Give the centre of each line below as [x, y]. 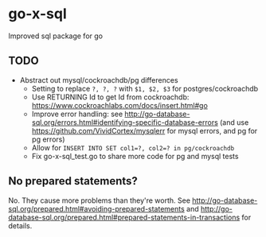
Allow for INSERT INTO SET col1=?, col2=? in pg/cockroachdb [133, 147]
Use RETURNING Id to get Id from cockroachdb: [110, 97]
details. [20, 225]
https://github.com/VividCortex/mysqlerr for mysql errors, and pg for [145, 130]
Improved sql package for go [56, 36]
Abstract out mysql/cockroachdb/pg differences [99, 80]
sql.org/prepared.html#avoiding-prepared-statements [96, 208]
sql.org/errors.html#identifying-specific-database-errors [125, 122]
